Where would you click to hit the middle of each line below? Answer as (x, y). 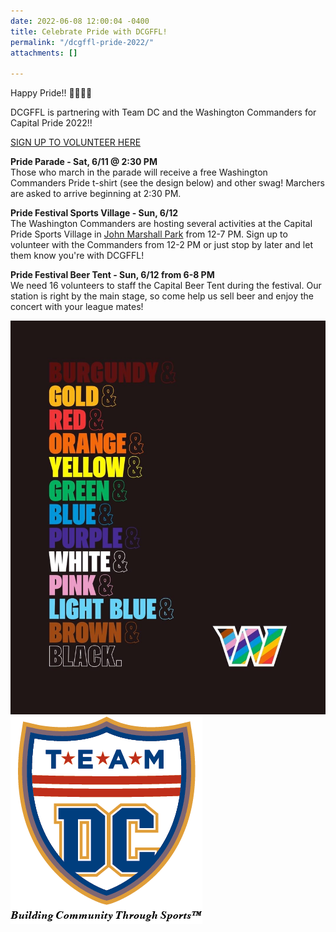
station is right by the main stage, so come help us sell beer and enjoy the (162, 296)
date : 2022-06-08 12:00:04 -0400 (80, 21)
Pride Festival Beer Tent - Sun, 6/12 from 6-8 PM (112, 275)
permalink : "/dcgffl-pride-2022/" (82, 42)
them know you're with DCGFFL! (77, 256)
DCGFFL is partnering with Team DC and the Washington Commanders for (163, 112)
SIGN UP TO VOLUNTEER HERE (76, 142)
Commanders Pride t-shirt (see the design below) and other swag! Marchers (167, 183)
